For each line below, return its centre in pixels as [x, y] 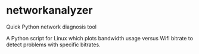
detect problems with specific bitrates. [53, 45]
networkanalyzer [49, 10]
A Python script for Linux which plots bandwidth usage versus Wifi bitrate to [100, 38]
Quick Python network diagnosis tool [52, 27]
